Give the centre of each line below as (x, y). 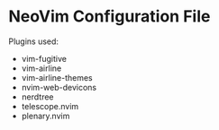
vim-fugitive (44, 58)
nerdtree (37, 97)
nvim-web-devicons (59, 87)
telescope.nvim (50, 106)
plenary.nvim (46, 116)
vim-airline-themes (57, 77)
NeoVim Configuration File (109, 17)
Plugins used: (34, 41)
